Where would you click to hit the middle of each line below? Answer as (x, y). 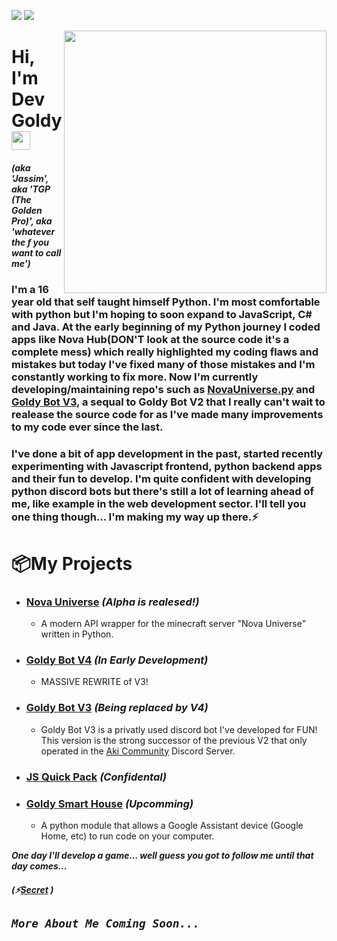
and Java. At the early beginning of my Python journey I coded (166, 327)
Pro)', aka (32, 221)
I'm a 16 (30, 289)
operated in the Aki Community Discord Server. (138, 751)
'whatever (33, 231)
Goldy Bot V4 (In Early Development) (117, 660)
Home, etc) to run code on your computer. (127, 836)
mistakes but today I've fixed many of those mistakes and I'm (163, 364)
